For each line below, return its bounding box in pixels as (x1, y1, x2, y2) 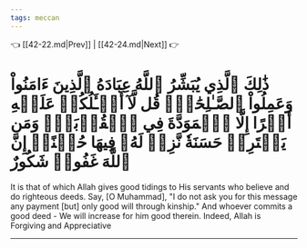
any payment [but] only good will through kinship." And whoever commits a (10, 201, 293, 212)
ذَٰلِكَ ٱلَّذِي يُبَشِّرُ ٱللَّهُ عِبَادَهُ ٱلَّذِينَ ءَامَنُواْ (10, 74, 270, 94)
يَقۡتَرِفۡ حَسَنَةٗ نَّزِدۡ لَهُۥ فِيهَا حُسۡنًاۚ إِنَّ (10, 132, 286, 153)
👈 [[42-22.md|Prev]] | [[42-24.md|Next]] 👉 (10, 38, 180, 50)
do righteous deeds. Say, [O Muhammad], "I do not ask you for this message (10, 191, 298, 202)
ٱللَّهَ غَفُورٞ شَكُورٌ (10, 151, 131, 172)
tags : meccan (10, 13, 60, 23)
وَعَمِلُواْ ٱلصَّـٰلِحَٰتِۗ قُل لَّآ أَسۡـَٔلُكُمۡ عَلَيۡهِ (10, 93, 293, 114)
